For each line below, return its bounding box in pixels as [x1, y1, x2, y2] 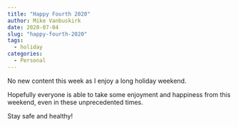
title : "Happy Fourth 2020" [7, 10, 91, 18]
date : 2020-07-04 [7, 24, 59, 31]
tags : [7, 37, 24, 44]
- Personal [14, 57, 46, 64]
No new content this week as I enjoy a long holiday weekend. [7, 76, 187, 85]
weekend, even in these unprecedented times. [7, 98, 144, 106]
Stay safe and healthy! [7, 111, 73, 120]
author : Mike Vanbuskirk [7, 17, 81, 24]
